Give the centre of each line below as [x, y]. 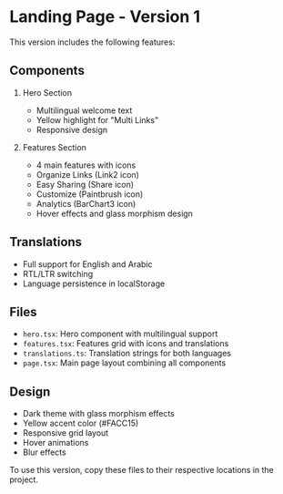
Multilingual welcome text [84, 110]
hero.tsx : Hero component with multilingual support [120, 334]
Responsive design [72, 129]
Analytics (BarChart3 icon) [86, 203]
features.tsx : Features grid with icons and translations [126, 344]
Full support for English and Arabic [87, 264]
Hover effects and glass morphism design [115, 213]
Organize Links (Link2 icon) [87, 174]
